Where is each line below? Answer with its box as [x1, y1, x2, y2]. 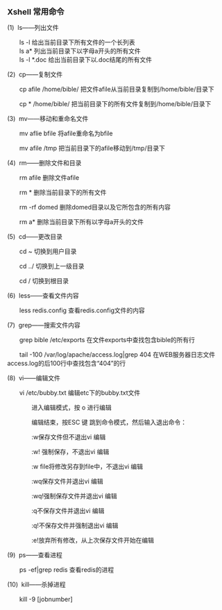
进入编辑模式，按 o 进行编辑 [31, 403, 112, 412]
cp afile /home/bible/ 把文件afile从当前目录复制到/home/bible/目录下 [19, 85, 214, 93]
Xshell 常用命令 [7, 7, 65, 17]
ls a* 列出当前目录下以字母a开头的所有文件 [19, 47, 141, 55]
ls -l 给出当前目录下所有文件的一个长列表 [19, 38, 135, 46]
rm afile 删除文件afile [19, 173, 80, 182]
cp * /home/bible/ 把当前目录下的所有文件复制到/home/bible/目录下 [19, 100, 212, 108]
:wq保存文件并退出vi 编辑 [31, 477, 104, 485]
